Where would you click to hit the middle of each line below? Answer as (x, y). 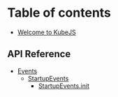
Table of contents (59, 13)
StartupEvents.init (64, 86)
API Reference (39, 54)
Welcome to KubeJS (46, 32)
